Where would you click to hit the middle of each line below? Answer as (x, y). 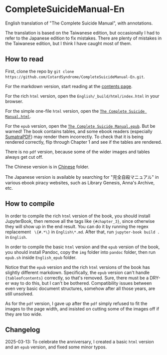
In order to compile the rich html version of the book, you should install (78, 216)
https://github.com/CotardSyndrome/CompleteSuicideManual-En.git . (75, 77)
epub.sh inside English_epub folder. (41, 257)
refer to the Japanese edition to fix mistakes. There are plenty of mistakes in (83, 38)
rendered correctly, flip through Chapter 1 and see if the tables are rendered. (84, 142)
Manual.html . (18, 116)
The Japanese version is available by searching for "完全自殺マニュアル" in (82, 177)
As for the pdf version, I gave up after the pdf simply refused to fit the (76, 303)
